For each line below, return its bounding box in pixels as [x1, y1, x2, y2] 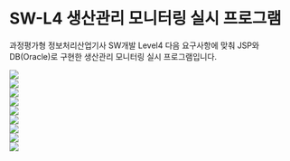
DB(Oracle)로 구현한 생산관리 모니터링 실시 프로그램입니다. [9, 51, 218, 62]
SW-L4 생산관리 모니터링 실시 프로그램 [9, 8, 282, 29]
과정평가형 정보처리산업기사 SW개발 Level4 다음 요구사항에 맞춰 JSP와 [9, 40, 260, 51]
